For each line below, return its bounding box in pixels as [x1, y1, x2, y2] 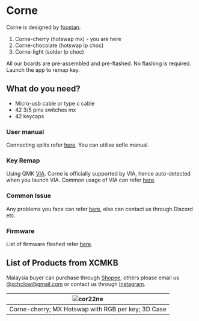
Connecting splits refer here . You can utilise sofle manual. [6, 141, 149, 148]
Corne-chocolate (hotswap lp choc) [14, 42, 104, 49]
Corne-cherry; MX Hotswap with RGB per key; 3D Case [9, 305, 167, 313]
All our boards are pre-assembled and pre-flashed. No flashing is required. [6, 60, 191, 67]
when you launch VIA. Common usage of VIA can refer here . [6, 176, 156, 184]
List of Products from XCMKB [6, 258, 118, 269]
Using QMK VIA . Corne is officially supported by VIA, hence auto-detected [6, 170, 191, 177]
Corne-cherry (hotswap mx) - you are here [14, 35, 121, 42]
